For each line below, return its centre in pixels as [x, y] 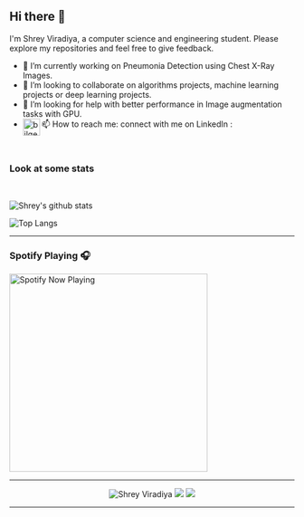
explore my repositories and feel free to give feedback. [112, 48]
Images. [37, 75]
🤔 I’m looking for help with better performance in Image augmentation [152, 104]
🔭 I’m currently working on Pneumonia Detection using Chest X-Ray [148, 65]
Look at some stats [52, 168]
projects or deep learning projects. [87, 94]
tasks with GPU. [52, 113]
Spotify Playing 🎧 [50, 256]
